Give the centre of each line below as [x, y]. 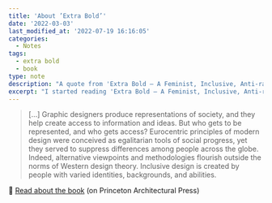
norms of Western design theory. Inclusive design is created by [134, 166]
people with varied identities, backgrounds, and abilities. [122, 175]
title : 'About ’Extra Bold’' [57, 16]
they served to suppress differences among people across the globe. [143, 149]
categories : [28, 39]
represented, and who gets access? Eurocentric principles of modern [144, 132]
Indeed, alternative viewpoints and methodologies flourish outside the [144, 158]
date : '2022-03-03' [41, 24]
